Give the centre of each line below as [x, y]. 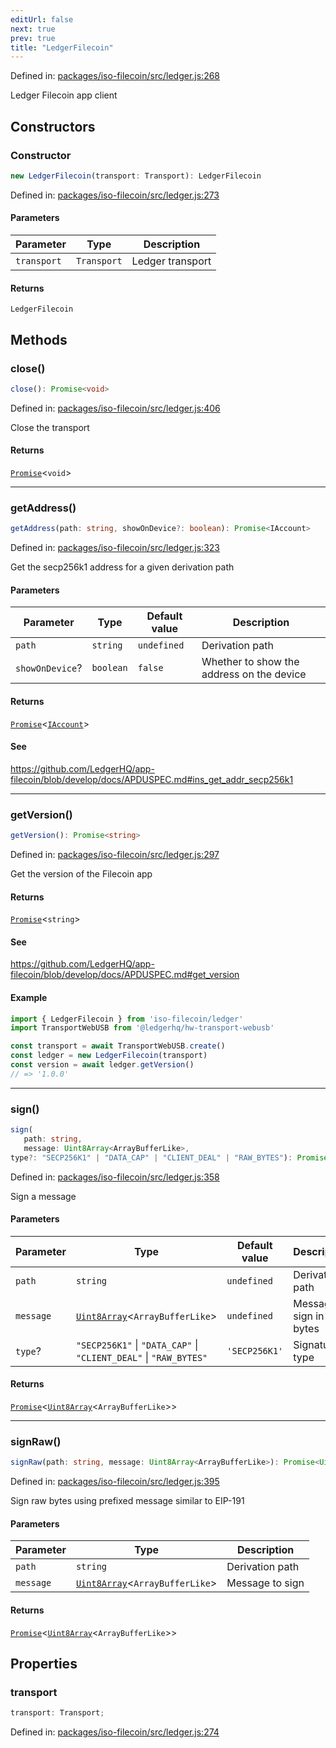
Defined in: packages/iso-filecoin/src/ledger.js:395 [115, 1482]
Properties [44, 1663]
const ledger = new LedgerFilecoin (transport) [109, 1056]
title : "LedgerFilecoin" [62, 47]
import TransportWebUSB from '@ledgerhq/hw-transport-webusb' [142, 1028]
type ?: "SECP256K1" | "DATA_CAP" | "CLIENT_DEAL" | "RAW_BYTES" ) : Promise [169, 1157]
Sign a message [43, 1196]
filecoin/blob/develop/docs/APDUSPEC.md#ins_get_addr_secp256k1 [152, 779]
